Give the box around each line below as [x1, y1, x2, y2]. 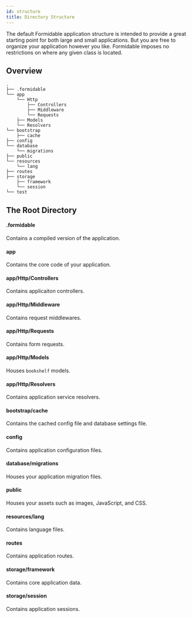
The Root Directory [6, 205, 78, 215]
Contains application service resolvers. [6, 394, 101, 401]
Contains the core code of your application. [6, 261, 112, 268]
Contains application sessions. [6, 605, 80, 612]
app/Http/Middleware [6, 300, 60, 308]
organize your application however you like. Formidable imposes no [6, 42, 169, 50]
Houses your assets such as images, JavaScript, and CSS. [6, 499, 147, 506]
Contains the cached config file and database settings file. [6, 420, 148, 427]
